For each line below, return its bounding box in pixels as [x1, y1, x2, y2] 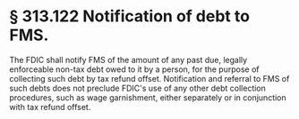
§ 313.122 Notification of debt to [9, 6, 251, 27]
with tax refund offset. [9, 101, 91, 112]
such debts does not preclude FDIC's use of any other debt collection [9, 83, 267, 93]
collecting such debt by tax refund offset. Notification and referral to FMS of [9, 73, 290, 83]
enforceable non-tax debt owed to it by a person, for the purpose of [9, 64, 260, 75]
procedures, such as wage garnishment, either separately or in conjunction [9, 91, 286, 103]
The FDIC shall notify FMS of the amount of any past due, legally [9, 54, 248, 65]
